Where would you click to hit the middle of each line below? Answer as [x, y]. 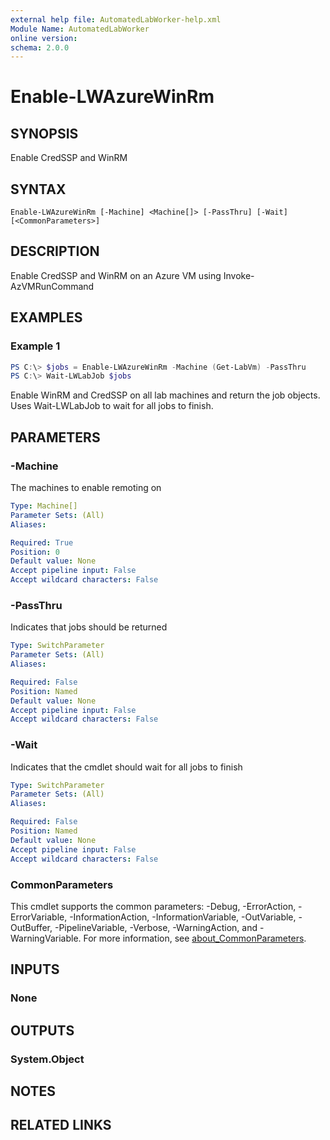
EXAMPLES [46, 317]
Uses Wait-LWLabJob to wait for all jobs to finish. [112, 406]
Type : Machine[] [44, 506]
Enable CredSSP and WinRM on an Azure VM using [116, 275]
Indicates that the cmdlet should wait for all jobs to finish [126, 767]
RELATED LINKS [61, 1125]
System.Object [47, 1059]
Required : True [42, 542]
